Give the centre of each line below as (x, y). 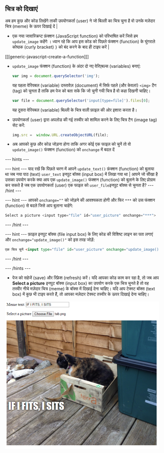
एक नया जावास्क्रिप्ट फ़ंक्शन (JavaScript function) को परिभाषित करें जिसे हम (75, 36)
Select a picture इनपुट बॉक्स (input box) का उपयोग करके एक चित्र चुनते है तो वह (80, 283)
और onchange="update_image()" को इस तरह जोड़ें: (50, 240)
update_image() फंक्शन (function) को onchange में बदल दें (63, 150)
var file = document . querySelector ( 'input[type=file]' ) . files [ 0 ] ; (81, 100)
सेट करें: (19, 125)
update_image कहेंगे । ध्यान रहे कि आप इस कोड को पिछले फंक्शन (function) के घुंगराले (83, 41)
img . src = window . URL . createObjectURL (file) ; (60, 135)
